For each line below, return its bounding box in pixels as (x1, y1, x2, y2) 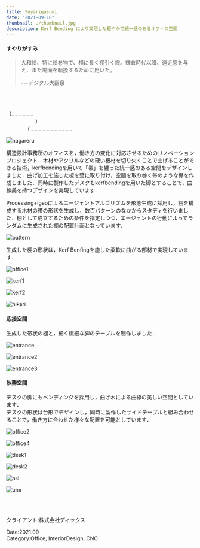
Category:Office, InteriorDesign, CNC (6, 534, 99, 542)
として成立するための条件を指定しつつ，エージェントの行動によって (21, 214, 188, 222)
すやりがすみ (6, 44, 38, 52)
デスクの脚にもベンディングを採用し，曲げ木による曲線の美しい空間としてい (6, 393, 194, 401)
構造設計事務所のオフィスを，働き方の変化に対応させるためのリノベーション (6, 149, 195, 156)
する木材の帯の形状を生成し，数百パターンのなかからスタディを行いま (11, 207, 184, 214)
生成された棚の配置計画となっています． (26, 222, 127, 229)
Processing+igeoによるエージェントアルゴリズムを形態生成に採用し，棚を (6, 199, 189, 207)
